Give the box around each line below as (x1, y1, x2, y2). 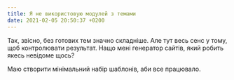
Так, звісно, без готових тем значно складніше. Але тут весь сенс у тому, (7, 36, 228, 44)
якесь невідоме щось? (7, 51, 75, 60)
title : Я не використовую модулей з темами (7, 10, 137, 18)
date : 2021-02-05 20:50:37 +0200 (7, 17, 105, 24)
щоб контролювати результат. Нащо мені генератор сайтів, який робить (7, 44, 224, 52)
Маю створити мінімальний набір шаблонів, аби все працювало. (7, 65, 201, 73)
